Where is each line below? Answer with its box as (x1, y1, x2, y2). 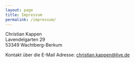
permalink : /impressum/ (5, 17, 56, 22)
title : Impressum (5, 12, 43, 17)
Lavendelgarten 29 (5, 36, 45, 43)
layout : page (5, 7, 33, 13)
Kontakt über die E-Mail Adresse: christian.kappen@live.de (5, 52, 130, 58)
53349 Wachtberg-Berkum (5, 42, 63, 48)
